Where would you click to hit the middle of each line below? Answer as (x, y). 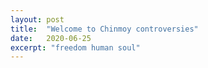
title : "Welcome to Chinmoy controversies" (104, 29)
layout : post (37, 19)
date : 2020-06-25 (51, 38)
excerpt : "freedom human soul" (75, 47)
